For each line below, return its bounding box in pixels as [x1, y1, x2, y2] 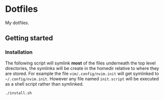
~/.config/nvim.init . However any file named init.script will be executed [5, 75, 159, 82]
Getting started [5, 34, 53, 42]
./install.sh [5, 90, 32, 96]
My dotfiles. [5, 20, 30, 26]
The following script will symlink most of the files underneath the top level [5, 60, 156, 66]
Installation [5, 49, 33, 56]
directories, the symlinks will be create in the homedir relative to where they [5, 65, 160, 71]
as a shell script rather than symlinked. [5, 81, 84, 87]
